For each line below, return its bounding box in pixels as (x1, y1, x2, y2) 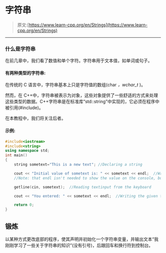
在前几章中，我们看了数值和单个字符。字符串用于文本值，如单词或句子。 (5, 58, 152, 63)
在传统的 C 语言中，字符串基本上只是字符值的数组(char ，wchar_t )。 (5, 82, 146, 88)
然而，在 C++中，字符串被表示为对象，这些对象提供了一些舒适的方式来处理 (5, 92, 158, 98)
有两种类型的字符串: (5, 70, 46, 76)
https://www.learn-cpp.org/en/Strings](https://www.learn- (29, 22, 148, 28)
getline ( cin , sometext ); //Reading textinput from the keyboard (14, 185, 152, 190)
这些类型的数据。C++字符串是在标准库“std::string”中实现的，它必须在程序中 (5, 99, 160, 105)
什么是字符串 (5, 45, 36, 52)
